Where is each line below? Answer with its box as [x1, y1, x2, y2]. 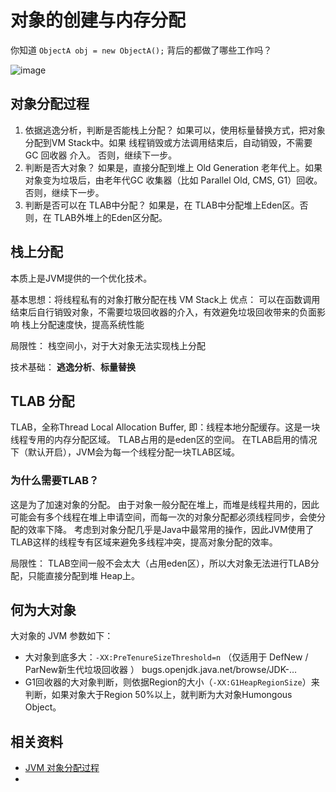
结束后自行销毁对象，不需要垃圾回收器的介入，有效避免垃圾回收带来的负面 [10, 306, 317, 318]
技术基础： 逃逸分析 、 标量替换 [10, 361, 136, 373]
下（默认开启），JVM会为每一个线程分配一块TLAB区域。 [10, 446, 241, 458]
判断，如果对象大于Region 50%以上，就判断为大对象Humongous [24, 689, 293, 701]
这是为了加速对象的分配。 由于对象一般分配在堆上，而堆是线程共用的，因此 [10, 498, 320, 510]
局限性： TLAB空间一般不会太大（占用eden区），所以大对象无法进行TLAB [10, 557, 311, 569]
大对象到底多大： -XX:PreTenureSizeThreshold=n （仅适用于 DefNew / [24, 651, 309, 663]
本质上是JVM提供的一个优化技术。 [10, 272, 153, 284]
